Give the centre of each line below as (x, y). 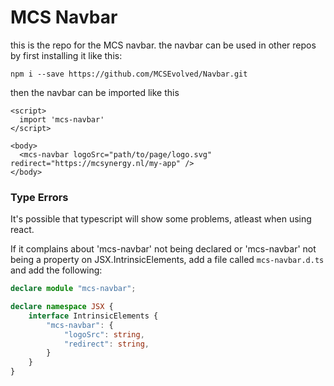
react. (22, 230)
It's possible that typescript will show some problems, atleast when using (161, 219)
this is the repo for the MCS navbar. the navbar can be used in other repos (163, 45)
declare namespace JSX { (62, 307)
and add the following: (56, 270)
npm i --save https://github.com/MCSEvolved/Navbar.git (129, 74)
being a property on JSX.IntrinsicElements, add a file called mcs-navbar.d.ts (167, 260)
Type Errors (39, 197)
